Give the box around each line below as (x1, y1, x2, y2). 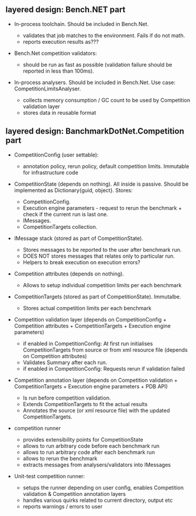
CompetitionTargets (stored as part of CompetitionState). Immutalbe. (14, 293, 181, 300)
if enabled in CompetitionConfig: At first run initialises (22, 340, 153, 347)
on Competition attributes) (22, 352, 87, 359)
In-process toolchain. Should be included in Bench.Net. (14, 20, 149, 27)
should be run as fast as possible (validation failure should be (22, 61, 172, 68)
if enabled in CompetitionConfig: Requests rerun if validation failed (22, 365, 185, 372)
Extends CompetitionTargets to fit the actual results (22, 400, 148, 407)
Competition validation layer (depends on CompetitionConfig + (14, 316, 167, 323)
